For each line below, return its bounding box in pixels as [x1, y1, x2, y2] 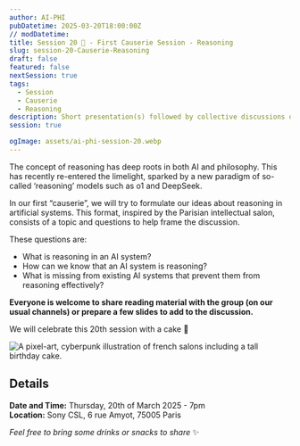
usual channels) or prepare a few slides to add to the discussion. [9, 306, 254, 317]
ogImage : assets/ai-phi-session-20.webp [9, 137, 162, 146]
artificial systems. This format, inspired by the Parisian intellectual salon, [9, 207, 275, 218]
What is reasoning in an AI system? [21, 251, 152, 261]
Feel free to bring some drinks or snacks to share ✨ [9, 426, 199, 437]
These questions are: [9, 234, 87, 244]
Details [9, 376, 49, 392]
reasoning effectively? [21, 279, 104, 290]
